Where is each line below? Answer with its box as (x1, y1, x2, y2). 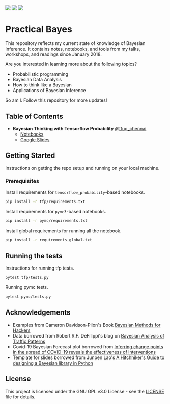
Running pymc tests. (5, 284, 48, 290)
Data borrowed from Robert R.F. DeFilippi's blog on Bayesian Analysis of (12, 332, 164, 339)
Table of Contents (5, 112, 64, 121)
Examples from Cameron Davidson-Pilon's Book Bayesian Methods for (12, 322, 161, 328)
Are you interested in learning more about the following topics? (5, 61, 137, 67)
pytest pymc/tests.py (5, 294, 51, 299)
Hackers (12, 327, 31, 333)
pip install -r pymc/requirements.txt (5, 218, 88, 223)
